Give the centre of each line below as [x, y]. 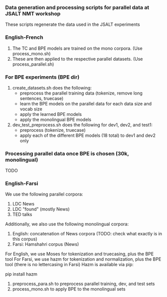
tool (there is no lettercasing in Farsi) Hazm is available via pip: [69, 265]
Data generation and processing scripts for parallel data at [77, 7]
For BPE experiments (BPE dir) [42, 77]
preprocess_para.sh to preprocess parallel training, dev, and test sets [83, 284]
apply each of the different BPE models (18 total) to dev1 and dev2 [88, 135]
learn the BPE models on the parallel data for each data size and [86, 103]
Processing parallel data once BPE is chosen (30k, [67, 153]
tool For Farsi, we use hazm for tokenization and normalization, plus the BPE [83, 259]
